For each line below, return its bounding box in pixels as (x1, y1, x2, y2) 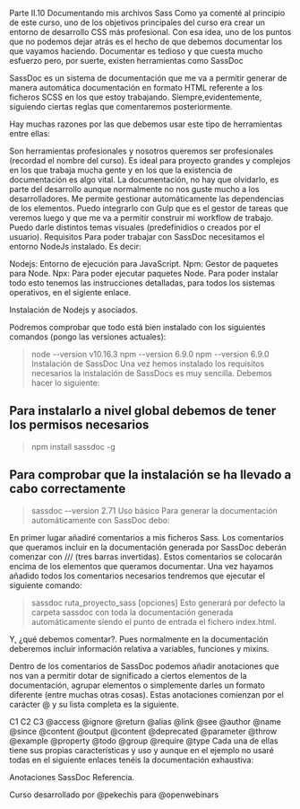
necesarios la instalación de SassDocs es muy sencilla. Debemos (30, 368, 272, 378)
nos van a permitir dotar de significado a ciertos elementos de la (9, 670, 248, 681)
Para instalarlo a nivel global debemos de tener (9, 403, 277, 418)
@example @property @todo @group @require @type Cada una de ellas (9, 735, 279, 746)
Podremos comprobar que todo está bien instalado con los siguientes (9, 322, 266, 332)
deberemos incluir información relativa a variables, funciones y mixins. (9, 643, 270, 654)
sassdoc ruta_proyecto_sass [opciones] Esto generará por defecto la (30, 597, 286, 608)
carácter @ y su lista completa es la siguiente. (9, 699, 179, 709)
